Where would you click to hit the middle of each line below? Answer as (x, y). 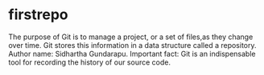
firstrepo (38, 15)
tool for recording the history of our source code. (90, 62)
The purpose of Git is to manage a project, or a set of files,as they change (131, 37)
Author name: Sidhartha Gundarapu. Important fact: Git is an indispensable (132, 53)
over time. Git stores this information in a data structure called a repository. (132, 45)
